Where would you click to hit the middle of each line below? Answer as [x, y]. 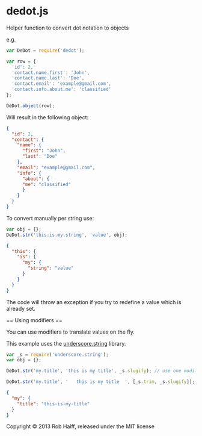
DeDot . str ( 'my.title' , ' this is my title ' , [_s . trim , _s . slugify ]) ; [101, 382]
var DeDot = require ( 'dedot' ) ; [45, 50]
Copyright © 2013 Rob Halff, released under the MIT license [81, 426]
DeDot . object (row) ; [31, 106]
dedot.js [28, 11]
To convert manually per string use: [50, 218]
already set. [21, 308]
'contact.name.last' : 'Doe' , [48, 78]
